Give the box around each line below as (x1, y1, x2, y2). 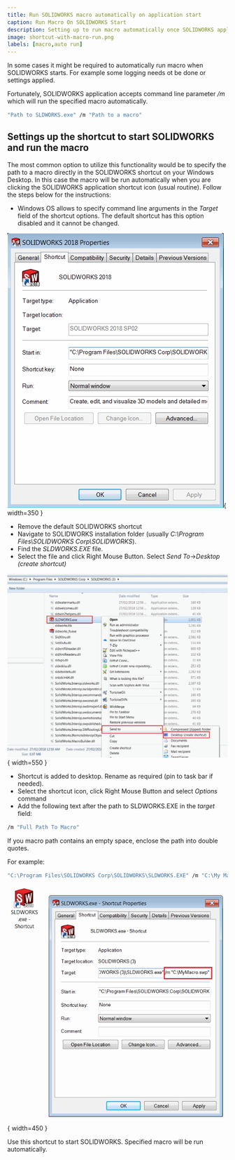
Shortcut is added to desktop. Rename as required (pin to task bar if (17, 772, 213, 780)
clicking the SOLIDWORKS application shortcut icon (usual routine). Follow (7, 183, 222, 191)
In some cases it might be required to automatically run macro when (7, 61, 204, 70)
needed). (17, 779, 44, 788)
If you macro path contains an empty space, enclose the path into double (7, 836, 218, 845)
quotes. (7, 843, 29, 852)
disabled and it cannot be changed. (17, 218, 120, 228)
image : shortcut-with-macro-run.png (7, 34, 114, 41)
